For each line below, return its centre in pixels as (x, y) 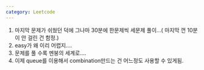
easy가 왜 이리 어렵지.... (43, 45)
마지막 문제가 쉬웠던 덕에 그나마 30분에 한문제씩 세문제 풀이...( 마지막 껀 (100, 30)
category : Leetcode (31, 12)
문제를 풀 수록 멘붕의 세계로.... (50, 53)
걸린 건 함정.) (43, 38)
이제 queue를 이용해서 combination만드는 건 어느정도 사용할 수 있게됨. (99, 60)
